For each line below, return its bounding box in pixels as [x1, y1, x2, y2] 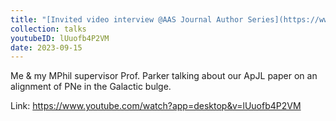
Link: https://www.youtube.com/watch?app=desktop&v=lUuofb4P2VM [10, 100, 302, 112]
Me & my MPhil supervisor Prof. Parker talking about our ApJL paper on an [10, 70, 318, 82]
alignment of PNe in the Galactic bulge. [10, 81, 172, 93]
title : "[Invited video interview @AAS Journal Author [10, 14, 244, 25]
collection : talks [10, 24, 87, 34]
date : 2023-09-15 [10, 42, 83, 53]
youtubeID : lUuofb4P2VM [10, 33, 110, 43]
